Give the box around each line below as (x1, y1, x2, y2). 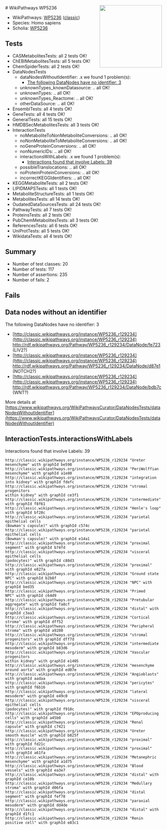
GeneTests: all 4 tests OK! (12, 111, 66, 117)
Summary (5, 248, 36, 256)
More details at (5, 399, 36, 405)
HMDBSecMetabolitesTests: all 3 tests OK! (12, 122, 99, 128)
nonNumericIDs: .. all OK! (19, 148, 72, 154)
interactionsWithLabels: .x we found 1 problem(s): (19, 153, 121, 159)
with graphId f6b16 (5, 685, 46, 690)
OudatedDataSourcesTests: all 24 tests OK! (12, 201, 101, 207)
